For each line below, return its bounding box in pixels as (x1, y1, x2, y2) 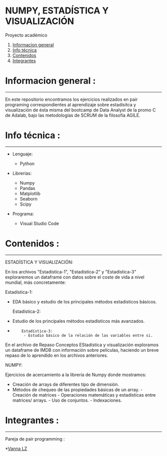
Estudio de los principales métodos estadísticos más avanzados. (12, 318, 145, 324)
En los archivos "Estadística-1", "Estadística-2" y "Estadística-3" (5, 268, 137, 274)
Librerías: (12, 170, 32, 176)
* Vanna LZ (5, 446, 27, 452)
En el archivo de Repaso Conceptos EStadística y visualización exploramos (5, 342, 159, 348)
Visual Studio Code (19, 220, 59, 227)
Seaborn (19, 196, 38, 202)
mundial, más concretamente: (5, 279, 66, 285)
